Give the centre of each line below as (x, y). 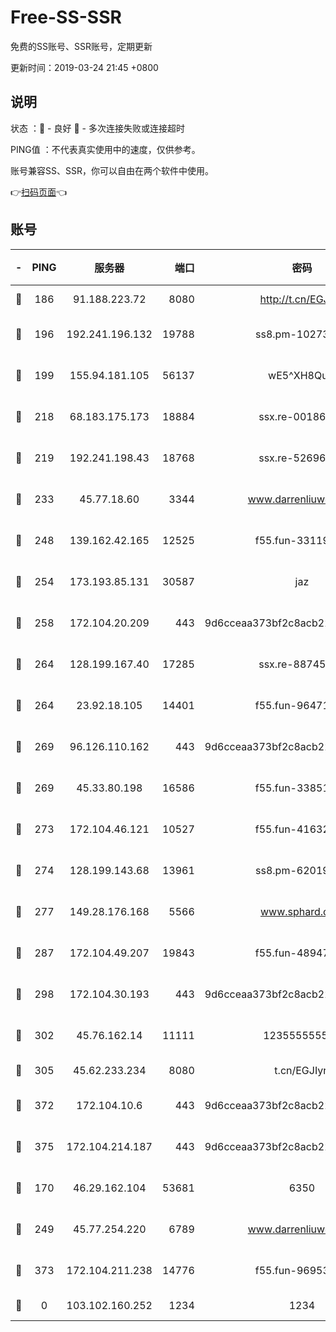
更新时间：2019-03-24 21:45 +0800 (84, 67)
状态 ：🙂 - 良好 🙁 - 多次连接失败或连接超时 (97, 128)
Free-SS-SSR (66, 17)
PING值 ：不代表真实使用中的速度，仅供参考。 (105, 149)
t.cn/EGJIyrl (302, 1070)
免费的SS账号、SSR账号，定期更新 (81, 46)
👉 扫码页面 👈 (39, 192)
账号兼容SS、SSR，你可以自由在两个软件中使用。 (112, 170)
